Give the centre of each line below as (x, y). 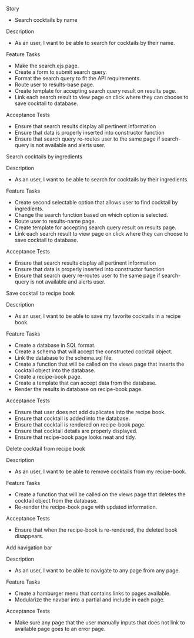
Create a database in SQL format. (55, 345)
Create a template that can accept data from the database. (86, 383)
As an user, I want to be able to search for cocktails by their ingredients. (102, 179)
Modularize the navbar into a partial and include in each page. (90, 600)
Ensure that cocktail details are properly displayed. (76, 431)
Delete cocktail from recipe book (46, 449)
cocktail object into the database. (55, 370)
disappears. (29, 536)
